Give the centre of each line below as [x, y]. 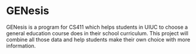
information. [21, 46]
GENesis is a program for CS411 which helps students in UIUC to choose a [97, 27]
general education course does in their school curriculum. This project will [97, 33]
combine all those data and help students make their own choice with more [98, 39]
